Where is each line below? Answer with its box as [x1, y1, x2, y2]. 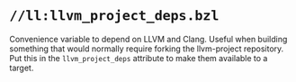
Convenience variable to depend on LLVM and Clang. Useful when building [9, 33, 288, 44]
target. [9, 62, 34, 73]
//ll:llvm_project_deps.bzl [9, 7, 220, 24]
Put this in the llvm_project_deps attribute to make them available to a [9, 52, 268, 63]
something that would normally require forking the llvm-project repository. [9, 43, 284, 54]
